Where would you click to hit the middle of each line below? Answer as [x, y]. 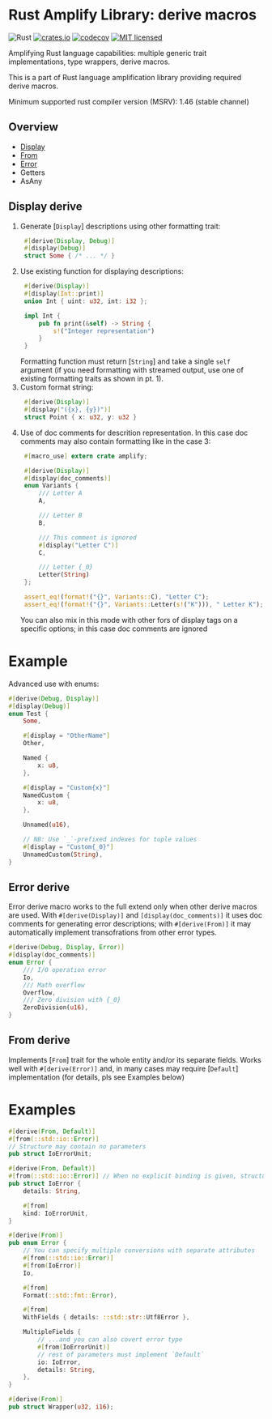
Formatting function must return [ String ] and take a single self [125, 361]
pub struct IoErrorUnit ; [50, 1154]
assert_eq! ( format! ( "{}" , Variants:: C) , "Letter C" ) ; [117, 597]
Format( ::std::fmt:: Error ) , [70, 1295]
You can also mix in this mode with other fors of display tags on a [129, 620]
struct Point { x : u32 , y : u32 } [81, 417]
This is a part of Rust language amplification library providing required [125, 77]
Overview [34, 127]
